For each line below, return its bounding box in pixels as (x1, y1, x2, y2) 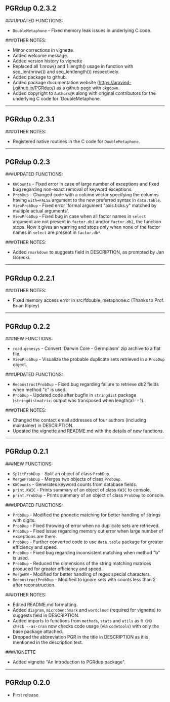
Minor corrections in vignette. (12, 47, 74, 53)
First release (12, 692, 39, 698)
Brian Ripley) (12, 303, 39, 309)
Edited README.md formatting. (12, 601, 78, 608)
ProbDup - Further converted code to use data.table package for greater (12, 539, 163, 545)
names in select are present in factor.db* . (12, 229, 102, 235)
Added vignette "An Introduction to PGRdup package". (12, 659, 125, 665)
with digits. (12, 517, 36, 523)
